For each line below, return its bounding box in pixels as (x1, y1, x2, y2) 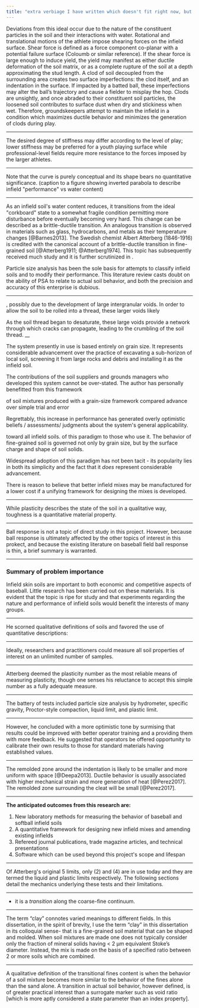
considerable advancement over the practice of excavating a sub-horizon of (6, 349, 192, 356)
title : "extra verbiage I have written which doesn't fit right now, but (6, 8, 192, 15)
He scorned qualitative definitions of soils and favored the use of (6, 623, 164, 630)
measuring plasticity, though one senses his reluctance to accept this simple (6, 676, 193, 683)
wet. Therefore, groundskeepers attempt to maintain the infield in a (6, 107, 170, 114)
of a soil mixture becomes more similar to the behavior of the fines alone (6, 976, 184, 983)
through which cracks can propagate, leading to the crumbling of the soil (6, 325, 184, 332)
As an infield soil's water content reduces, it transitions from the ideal (6, 203, 176, 210)
